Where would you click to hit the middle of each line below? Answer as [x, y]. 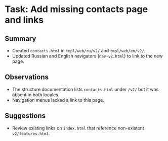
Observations [27, 77]
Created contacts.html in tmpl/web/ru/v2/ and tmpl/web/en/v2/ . [79, 51]
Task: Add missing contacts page [76, 9]
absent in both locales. [36, 95]
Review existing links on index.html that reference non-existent [78, 128]
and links [24, 20]
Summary [20, 39]
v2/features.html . [31, 133]
